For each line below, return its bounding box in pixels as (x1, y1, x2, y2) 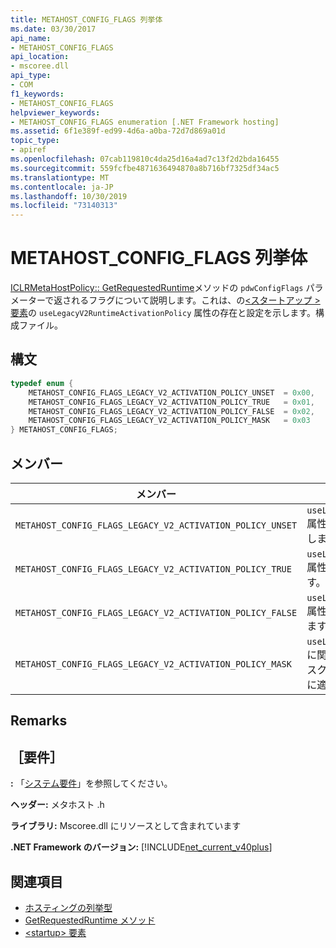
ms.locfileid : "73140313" (10, 201, 118, 211)
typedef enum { (10, 378, 74, 388)
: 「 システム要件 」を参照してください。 (10, 777, 173, 790)
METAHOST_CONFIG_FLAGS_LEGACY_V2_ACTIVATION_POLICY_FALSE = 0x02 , (28, 406, 315, 416)
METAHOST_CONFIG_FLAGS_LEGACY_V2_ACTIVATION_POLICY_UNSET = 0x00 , (28, 387, 315, 398)
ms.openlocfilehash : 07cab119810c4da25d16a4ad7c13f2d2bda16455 (10, 154, 280, 164)
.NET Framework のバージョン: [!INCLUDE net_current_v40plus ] (10, 841, 273, 853)
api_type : (10, 71, 52, 81)
